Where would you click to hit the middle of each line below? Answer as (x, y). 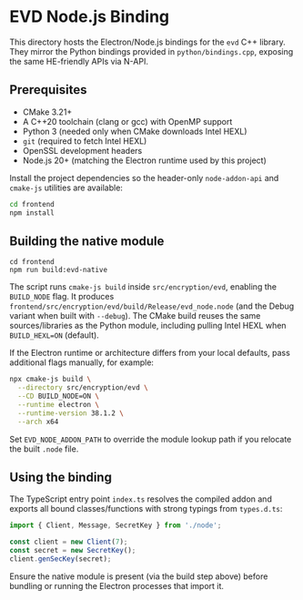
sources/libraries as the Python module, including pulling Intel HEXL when (148, 326)
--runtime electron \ (59, 404)
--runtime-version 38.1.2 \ (71, 413)
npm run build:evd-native (58, 270)
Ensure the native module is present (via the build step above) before (139, 576)
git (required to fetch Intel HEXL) (85, 141)
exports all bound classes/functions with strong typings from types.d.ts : (146, 509)
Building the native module (87, 241)
